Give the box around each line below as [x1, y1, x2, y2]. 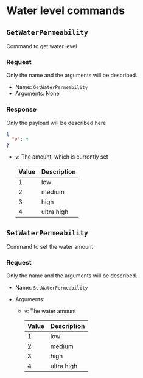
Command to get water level [6, 43, 77, 49]
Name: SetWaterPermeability [15, 284, 88, 291]
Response [6, 105, 37, 113]
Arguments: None [15, 90, 60, 98]
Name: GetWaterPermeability [15, 84, 88, 91]
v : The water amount [24, 307, 76, 315]
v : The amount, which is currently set [15, 153, 108, 160]
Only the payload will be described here [6, 119, 106, 126]
